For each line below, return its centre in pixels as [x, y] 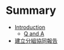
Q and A [34, 33]
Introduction [30, 27]
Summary [31, 11]
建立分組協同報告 [36, 40]
